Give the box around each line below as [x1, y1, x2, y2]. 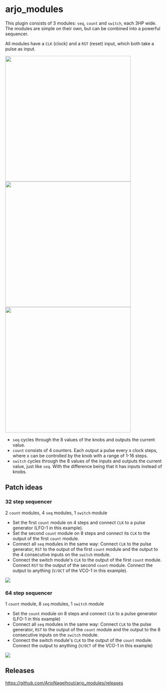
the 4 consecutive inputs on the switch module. [12, 551, 111, 557]
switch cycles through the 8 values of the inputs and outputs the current [12, 458, 162, 464]
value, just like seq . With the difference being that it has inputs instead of [12, 463, 162, 469]
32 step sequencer [5, 498, 53, 505]
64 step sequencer [5, 589, 53, 596]
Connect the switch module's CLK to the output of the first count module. [12, 556, 162, 563]
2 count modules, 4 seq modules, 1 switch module [5, 510, 108, 516]
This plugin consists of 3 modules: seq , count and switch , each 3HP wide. [5, 20, 157, 26]
